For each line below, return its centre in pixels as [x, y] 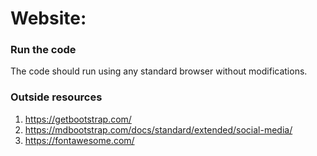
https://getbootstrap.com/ [78, 119]
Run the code [43, 50]
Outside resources [56, 97]
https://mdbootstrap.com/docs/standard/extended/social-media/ [158, 129]
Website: [48, 18]
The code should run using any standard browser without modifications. [159, 71]
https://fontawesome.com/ [79, 140]
